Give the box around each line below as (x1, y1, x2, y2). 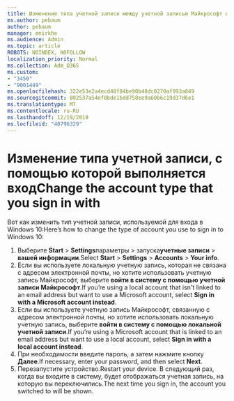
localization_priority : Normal (7, 56, 98, 63)
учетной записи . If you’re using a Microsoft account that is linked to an (17, 328, 222, 336)
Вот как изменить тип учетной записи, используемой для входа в (7, 218, 203, 227)
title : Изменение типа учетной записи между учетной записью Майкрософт (7, 10, 223, 17)
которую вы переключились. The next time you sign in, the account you (17, 379, 226, 388)
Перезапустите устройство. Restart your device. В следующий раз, (17, 365, 214, 373)
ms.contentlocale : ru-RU (7, 107, 79, 114)
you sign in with (7, 195, 101, 211)
